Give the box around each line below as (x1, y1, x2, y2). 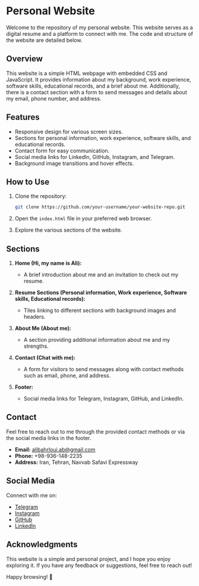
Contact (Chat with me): (14, 354, 76, 361)
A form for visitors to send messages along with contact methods (23, 366, 184, 373)
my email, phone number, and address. (6, 95, 102, 102)
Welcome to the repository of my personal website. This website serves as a (6, 24, 193, 31)
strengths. (23, 342, 49, 350)
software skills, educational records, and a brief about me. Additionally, (6, 82, 180, 89)
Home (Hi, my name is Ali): (14, 260, 82, 267)
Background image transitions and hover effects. (14, 160, 134, 167)
